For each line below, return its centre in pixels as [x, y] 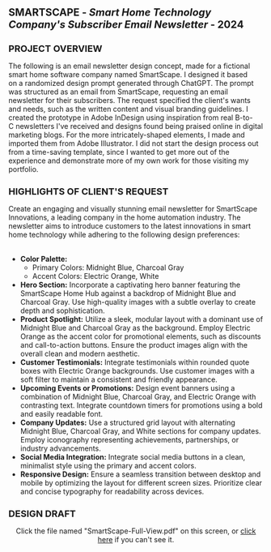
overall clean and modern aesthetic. [80, 354]
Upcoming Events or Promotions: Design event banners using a [127, 388]
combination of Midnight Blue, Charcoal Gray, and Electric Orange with [138, 397]
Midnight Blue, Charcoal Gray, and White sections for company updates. [140, 431]
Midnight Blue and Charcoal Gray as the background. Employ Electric [135, 328]
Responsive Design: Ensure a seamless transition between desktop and [140, 474]
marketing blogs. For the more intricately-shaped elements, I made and [127, 135]
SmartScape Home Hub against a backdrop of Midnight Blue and [128, 293]
